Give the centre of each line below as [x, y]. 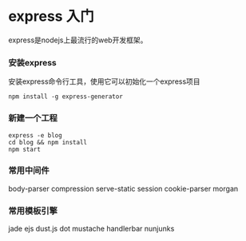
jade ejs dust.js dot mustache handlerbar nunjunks [91, 229]
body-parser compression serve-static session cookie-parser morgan [123, 188]
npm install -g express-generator [66, 97]
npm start [25, 149]
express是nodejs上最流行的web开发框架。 [78, 40]
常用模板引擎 [33, 211]
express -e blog [35, 135]
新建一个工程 [33, 118]
